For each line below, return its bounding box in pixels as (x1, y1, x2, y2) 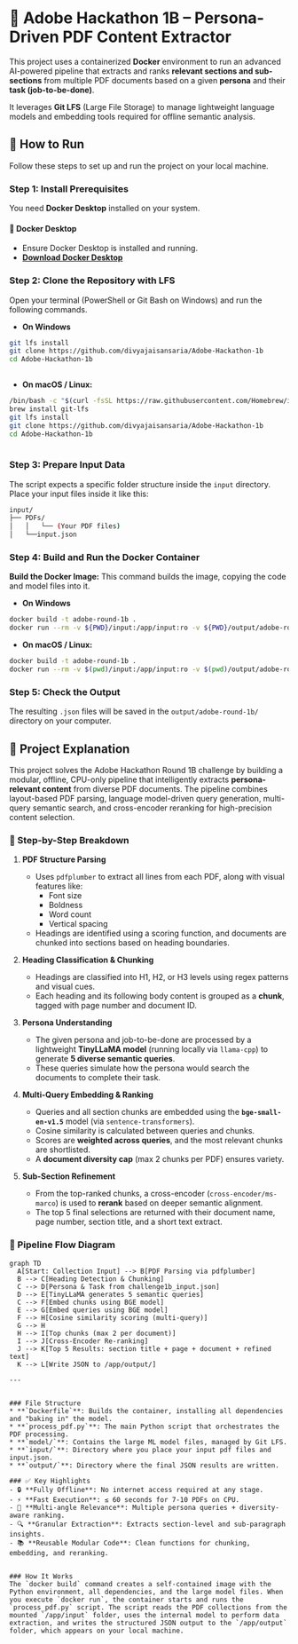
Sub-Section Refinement (21, 1171, 116, 1182)
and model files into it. (9, 581, 90, 591)
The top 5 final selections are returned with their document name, (35, 1207, 276, 1218)
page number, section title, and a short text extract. (35, 1216, 223, 1228)
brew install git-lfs (9, 404, 90, 414)
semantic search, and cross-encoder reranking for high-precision (32, 802, 272, 813)
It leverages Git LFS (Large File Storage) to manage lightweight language (9, 101, 275, 112)
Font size (48, 890, 82, 901)
